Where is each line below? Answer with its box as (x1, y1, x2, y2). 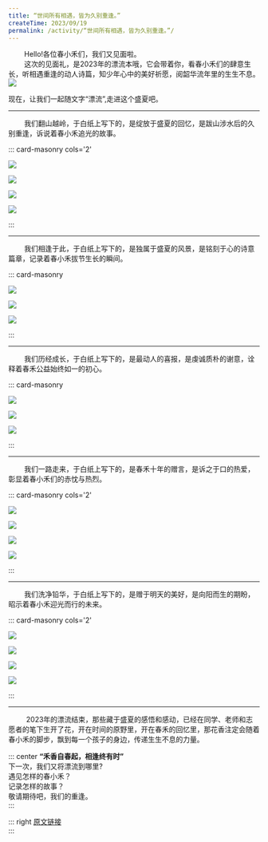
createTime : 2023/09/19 (8, 19, 88, 27)
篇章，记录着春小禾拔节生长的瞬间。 (8, 254, 128, 263)
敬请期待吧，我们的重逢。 (8, 792, 93, 801)
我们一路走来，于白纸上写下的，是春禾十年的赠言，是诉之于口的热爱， (23, 464, 255, 474)
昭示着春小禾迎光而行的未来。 (8, 599, 106, 609)
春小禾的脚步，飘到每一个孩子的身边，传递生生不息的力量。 (8, 735, 204, 745)
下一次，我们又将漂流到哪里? (8, 761, 104, 771)
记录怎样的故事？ (8, 781, 65, 791)
